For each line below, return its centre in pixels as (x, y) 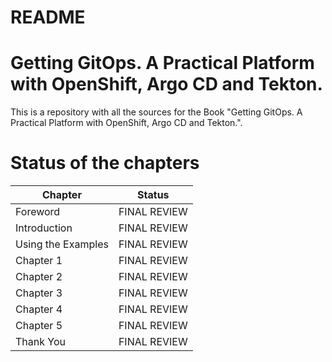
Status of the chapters (105, 163)
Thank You (40, 342)
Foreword (38, 212)
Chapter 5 (39, 326)
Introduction (44, 228)
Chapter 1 (39, 261)
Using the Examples (62, 244)
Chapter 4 (39, 309)
